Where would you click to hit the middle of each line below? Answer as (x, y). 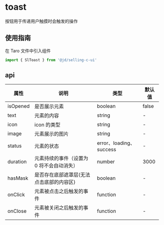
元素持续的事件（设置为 (61, 159)
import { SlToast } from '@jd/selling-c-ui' (51, 60)
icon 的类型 (47, 125)
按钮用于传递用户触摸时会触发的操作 (41, 21)
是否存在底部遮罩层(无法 (62, 175)
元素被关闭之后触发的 (59, 208)
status (15, 146)
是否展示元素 (49, 106)
